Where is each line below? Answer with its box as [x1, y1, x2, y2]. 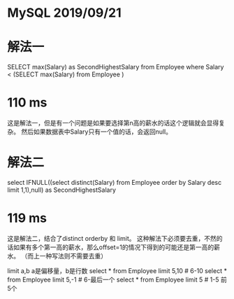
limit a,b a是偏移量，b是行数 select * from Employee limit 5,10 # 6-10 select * [7, 266, 227, 274]
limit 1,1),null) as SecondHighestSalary [7, 186, 117, 194]
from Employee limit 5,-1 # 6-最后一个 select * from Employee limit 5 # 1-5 [7, 275, 219, 284]
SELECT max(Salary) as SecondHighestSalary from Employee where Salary [7, 63, 224, 71]
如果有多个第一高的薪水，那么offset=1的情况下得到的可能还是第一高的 [13, 243, 214, 251]
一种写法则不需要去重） [39, 251, 107, 260]
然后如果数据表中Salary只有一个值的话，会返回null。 [20, 127, 173, 136]
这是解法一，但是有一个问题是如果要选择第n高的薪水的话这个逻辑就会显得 [7, 119, 219, 127]
